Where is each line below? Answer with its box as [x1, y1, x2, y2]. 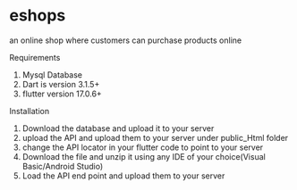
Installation [9, 105, 50, 116]
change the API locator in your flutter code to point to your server [21, 142, 264, 153]
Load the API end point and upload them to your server [21, 170, 225, 181]
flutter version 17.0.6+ [21, 88, 103, 99]
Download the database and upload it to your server [21, 122, 215, 134]
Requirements [9, 52, 61, 62]
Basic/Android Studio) [21, 161, 104, 171]
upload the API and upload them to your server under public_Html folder [21, 132, 289, 143]
